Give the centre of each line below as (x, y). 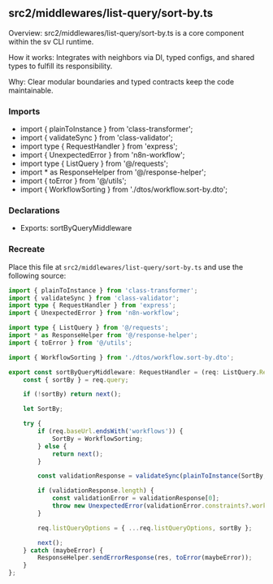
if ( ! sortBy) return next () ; (72, 394)
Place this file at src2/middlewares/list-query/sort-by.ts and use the (126, 266)
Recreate (27, 249)
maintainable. (31, 90)
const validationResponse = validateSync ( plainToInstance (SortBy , (152, 476)
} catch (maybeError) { (63, 550)
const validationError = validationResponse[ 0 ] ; (136, 499)
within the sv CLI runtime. (51, 41)
